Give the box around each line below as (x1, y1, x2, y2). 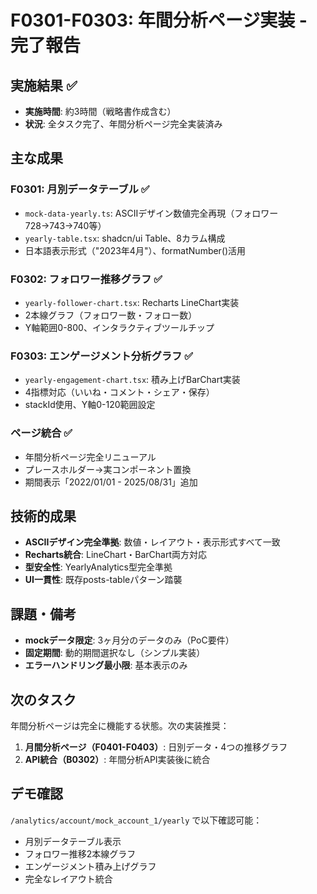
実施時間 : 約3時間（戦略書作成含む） (24, 106, 177, 117)
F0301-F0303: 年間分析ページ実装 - (10, 9, 308, 32)
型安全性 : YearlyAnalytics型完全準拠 (24, 561, 173, 573)
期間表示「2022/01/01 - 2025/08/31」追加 (24, 476, 198, 488)
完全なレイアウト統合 (24, 872, 113, 885)
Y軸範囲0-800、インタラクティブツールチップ (24, 321, 215, 333)
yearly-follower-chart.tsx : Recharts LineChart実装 (24, 296, 240, 308)
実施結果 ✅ (10, 77, 78, 94)
